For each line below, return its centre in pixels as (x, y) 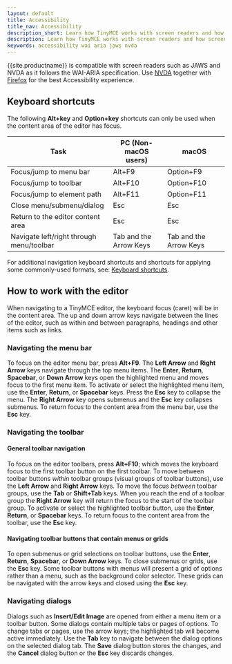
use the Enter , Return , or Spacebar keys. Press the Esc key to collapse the (114, 392)
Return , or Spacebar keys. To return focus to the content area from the (108, 515)
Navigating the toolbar (46, 432)
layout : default (30, 13)
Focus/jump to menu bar (50, 171)
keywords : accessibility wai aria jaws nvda (72, 46)
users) (136, 160)
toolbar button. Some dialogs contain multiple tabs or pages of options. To (113, 623)
